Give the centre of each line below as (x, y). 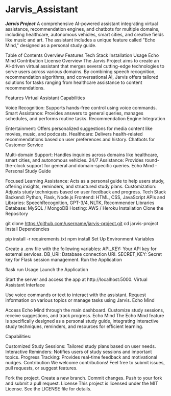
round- (152, 160)
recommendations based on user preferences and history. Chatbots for (80, 139)
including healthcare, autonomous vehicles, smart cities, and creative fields (85, 34)
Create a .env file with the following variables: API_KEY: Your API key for (81, 249)
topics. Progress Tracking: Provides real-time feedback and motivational (81, 357)
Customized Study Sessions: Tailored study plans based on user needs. (81, 346)
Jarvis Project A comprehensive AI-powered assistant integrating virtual (82, 24)
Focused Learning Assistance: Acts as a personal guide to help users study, (85, 181)
